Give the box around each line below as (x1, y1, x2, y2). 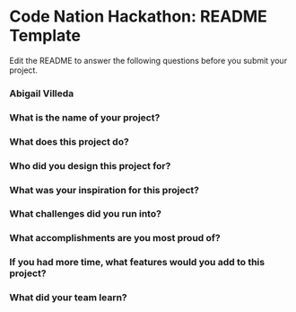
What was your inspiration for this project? (9, 183, 200, 196)
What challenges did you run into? (9, 208, 161, 220)
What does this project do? (9, 135, 130, 147)
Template (9, 25, 81, 46)
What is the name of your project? (9, 111, 161, 123)
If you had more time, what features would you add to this (9, 256, 266, 269)
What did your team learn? (9, 291, 127, 304)
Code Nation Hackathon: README (9, 6, 267, 27)
